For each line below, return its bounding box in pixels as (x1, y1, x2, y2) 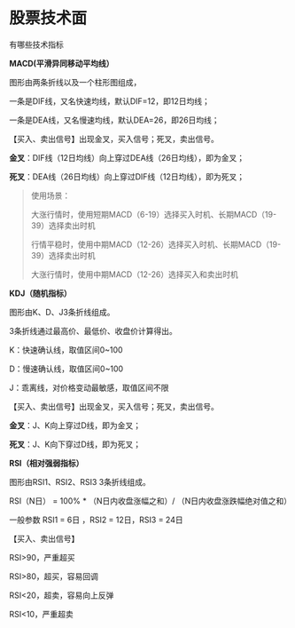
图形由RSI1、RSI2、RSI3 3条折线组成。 (9, 476, 151, 487)
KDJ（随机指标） (9, 288, 73, 298)
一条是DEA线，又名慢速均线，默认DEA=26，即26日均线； (9, 115, 220, 125)
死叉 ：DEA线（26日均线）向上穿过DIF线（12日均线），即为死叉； (9, 171, 245, 182)
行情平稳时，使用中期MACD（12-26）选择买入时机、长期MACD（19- (30, 239, 282, 250)
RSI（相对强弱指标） (9, 457, 84, 468)
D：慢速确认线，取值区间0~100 (9, 363, 124, 374)
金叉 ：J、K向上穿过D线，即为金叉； (9, 419, 142, 431)
